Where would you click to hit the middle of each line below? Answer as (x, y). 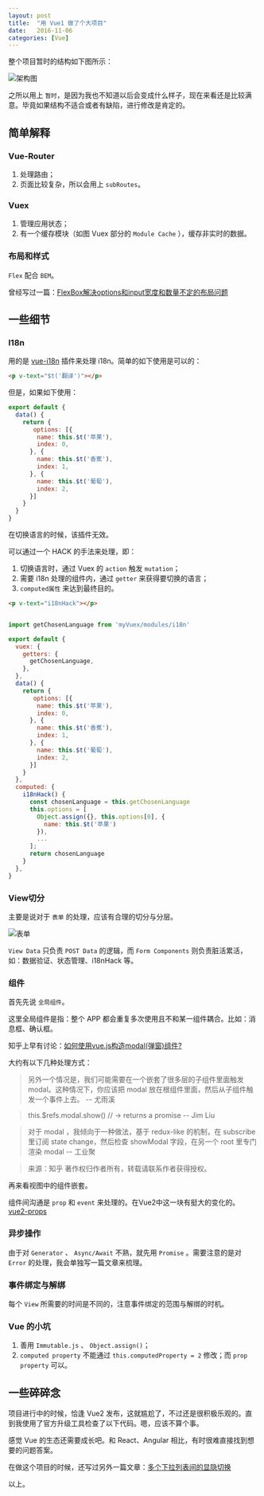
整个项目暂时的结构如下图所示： (60, 61)
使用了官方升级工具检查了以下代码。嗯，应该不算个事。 (113, 1424)
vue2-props (28, 1212)
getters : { (41, 654)
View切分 (27, 898)
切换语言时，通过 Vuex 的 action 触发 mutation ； (100, 568)
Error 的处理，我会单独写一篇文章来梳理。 (78, 1262)
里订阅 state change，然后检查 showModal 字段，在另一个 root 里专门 (142, 1142)
